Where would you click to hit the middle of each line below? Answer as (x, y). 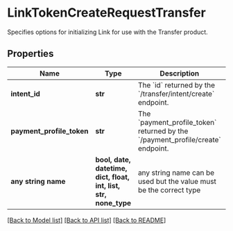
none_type (113, 203)
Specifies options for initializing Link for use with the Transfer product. (107, 32)
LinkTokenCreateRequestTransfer (106, 13)
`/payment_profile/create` (179, 139)
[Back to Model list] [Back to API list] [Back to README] (87, 220)
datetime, (111, 168)
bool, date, (113, 160)
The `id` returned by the (176, 85)
